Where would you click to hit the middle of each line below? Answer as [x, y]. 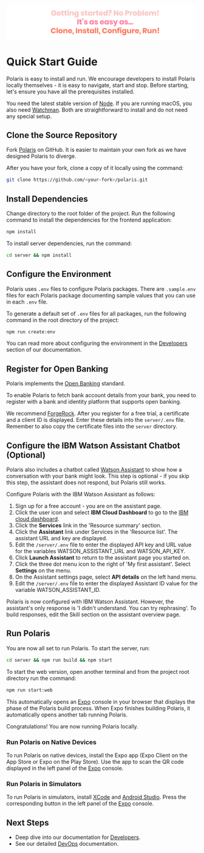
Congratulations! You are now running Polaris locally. [72, 726]
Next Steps [28, 822]
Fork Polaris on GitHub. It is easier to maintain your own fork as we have [97, 150]
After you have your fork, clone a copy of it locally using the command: [95, 168]
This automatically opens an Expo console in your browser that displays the [101, 702]
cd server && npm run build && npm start [59, 660]
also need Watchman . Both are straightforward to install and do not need [97, 110]
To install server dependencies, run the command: [69, 243]
